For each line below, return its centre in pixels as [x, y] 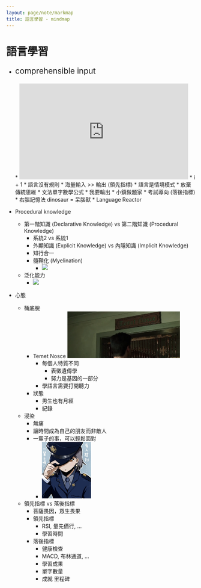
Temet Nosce [49, 356]
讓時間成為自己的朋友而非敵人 [70, 431]
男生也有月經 [58, 401]
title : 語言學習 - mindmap [38, 19]
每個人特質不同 [60, 363]
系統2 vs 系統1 [50, 238]
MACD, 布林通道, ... [65, 556]
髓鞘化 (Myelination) [58, 260]
